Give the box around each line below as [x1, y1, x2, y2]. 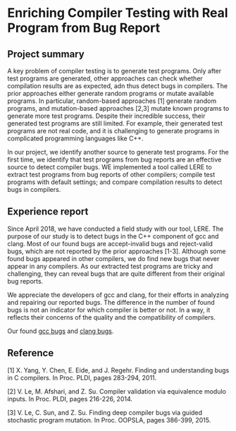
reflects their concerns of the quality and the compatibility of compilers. [7, 312, 216, 322]
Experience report [7, 206, 89, 218]
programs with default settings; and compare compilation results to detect [7, 178, 223, 186]
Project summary [7, 48, 85, 60]
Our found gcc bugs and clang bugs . [7, 327, 114, 335]
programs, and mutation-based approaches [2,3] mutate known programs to [7, 104, 230, 112]
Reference [7, 347, 54, 359]
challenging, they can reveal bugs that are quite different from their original [7, 269, 225, 278]
